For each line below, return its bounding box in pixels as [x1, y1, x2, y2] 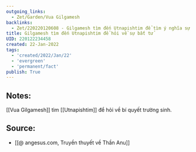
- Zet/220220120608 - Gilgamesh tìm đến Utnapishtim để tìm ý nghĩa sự [11, 25, 191, 31]
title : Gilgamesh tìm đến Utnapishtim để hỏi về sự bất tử [6, 31, 154, 37]
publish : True [6, 69, 41, 75]
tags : [6, 47, 19, 53]
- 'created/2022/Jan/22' [11, 52, 72, 58]
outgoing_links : [6, 8, 46, 15]
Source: [6, 123, 36, 133]
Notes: [6, 91, 31, 101]
